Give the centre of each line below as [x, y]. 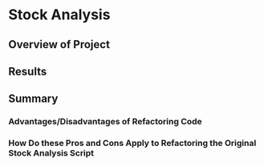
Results [28, 71]
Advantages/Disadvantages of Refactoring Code [105, 122]
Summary [33, 99]
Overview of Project [59, 45]
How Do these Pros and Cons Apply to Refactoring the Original [132, 144]
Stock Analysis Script [51, 153]
